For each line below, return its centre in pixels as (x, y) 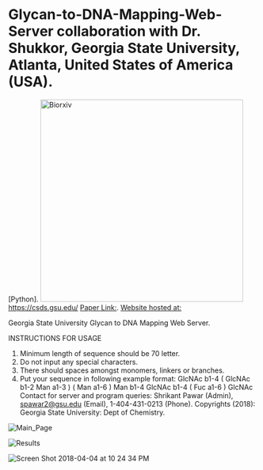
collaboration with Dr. (129, 31)
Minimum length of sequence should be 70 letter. (100, 353)
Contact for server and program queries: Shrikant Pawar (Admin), (126, 395)
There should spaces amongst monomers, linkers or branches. (122, 370)
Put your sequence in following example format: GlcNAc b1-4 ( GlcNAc (135, 378)
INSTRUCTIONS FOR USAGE (55, 338)
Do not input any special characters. (79, 362)
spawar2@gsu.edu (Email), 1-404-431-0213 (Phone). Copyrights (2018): (137, 404)
